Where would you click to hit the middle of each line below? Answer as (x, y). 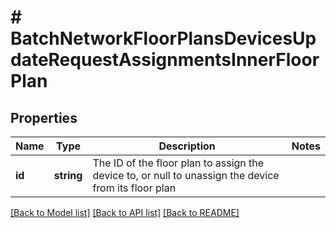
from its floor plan (134, 188)
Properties (44, 117)
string (68, 175)
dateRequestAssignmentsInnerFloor (165, 60)
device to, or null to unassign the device (186, 175)
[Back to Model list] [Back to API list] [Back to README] (125, 212)
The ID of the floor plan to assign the (178, 163)
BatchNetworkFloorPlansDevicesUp (163, 38)
